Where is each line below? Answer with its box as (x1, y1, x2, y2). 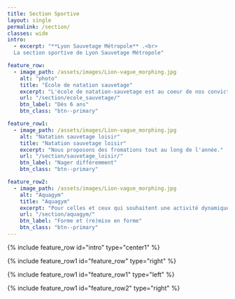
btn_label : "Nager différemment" (20, 159, 117, 167)
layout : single (7, 17, 52, 24)
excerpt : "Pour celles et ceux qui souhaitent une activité (20, 204, 199, 211)
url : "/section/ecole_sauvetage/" (20, 95, 120, 102)
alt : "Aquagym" (20, 191, 64, 198)
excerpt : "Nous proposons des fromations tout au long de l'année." (20, 146, 224, 153)
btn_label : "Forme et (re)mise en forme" (20, 218, 142, 225)
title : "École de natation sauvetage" (20, 81, 133, 88)
